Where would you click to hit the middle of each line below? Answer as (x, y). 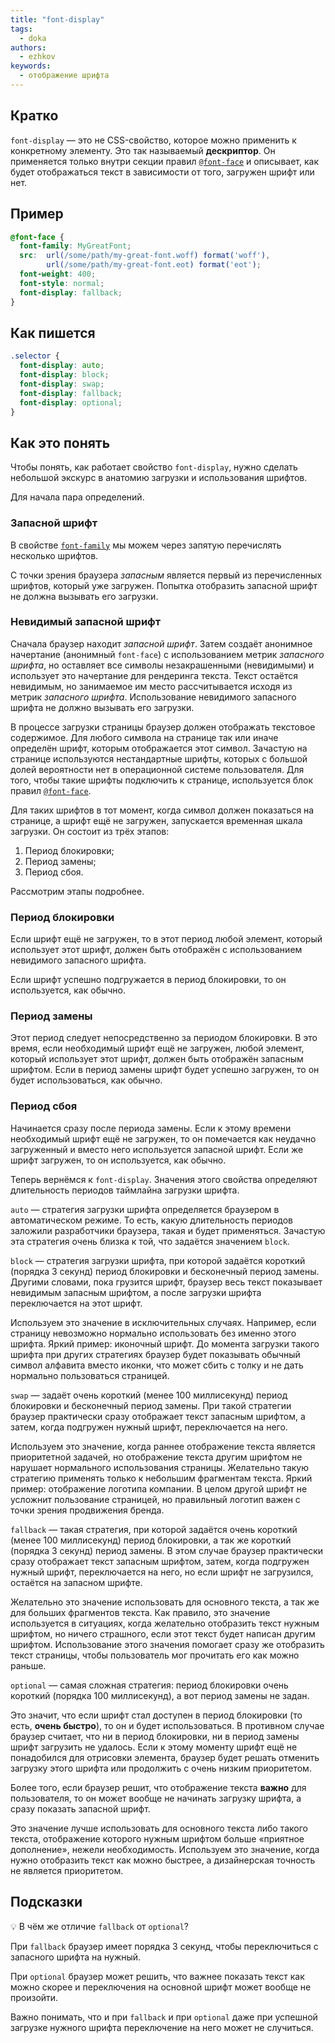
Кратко (34, 116)
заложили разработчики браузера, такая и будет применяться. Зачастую (168, 1230)
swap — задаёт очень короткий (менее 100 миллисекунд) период (149, 1395)
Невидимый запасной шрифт (86, 622)
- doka (33, 38)
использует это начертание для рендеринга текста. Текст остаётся (154, 675)
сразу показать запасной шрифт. (80, 1808)
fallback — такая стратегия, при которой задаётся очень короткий (154, 1529)
